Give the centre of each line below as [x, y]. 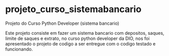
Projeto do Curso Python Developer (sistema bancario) [62, 23]
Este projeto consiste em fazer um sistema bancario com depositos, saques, [85, 33]
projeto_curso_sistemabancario [73, 9]
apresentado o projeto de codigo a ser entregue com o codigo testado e [80, 43]
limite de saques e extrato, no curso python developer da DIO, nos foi [78, 38]
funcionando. [19, 49]
